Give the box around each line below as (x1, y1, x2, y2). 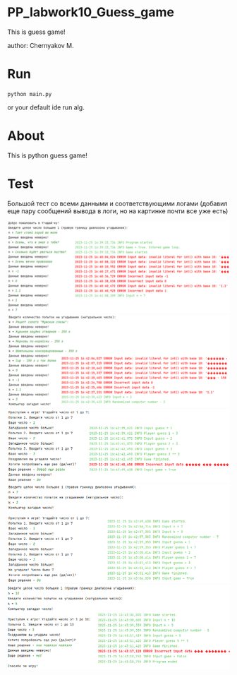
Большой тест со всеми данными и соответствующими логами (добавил (7, 199, 228, 208)
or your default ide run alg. (7, 103, 85, 112)
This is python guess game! (7, 151, 88, 160)
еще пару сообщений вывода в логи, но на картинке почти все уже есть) (7, 206, 229, 215)
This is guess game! (7, 28, 66, 36)
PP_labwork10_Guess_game (7, 4, 175, 20)
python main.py (7, 90, 52, 97)
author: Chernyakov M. (7, 41, 74, 49)
